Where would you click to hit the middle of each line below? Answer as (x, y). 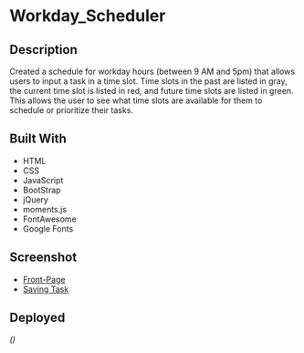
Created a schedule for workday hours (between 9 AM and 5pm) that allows (152, 71)
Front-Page (44, 279)
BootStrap (42, 190)
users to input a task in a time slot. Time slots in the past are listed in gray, (148, 81)
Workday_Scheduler (88, 16)
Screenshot (43, 258)
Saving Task (46, 289)
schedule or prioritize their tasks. (72, 110)
